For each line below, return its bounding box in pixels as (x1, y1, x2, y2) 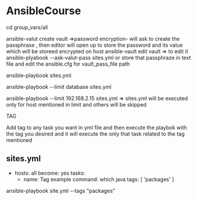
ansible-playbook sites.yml (6, 72, 72, 79)
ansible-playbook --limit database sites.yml (6, 83, 112, 90)
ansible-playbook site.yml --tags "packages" (6, 187, 116, 194)
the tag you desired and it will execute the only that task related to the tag (6, 130, 185, 137)
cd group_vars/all (6, 24, 48, 31)
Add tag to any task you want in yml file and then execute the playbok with (6, 124, 188, 131)
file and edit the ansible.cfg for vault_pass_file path (6, 60, 130, 67)
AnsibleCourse (6, 4, 81, 18)
